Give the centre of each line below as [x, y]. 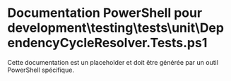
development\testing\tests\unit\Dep [116, 28]
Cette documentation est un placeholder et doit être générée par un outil [113, 62]
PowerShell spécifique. [41, 70]
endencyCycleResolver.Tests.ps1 [107, 43]
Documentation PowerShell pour [105, 13]
